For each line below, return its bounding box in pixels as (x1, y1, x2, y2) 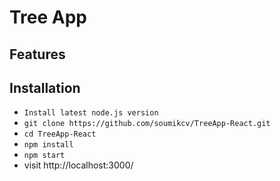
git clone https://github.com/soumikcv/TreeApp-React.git (23, 119, 271, 129)
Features (9, 46, 66, 63)
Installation (9, 79, 81, 96)
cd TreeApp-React (23, 129, 97, 140)
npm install (23, 140, 74, 150)
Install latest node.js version (23, 108, 159, 118)
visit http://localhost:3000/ (23, 159, 134, 171)
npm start (23, 151, 66, 161)
